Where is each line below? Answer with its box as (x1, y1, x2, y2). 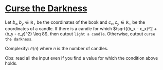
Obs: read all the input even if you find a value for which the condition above (5, 55, 158, 61)
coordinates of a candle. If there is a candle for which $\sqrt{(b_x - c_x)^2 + (5, 25, 157, 32)
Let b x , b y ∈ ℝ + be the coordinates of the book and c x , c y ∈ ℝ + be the (5, 19, 145, 26)
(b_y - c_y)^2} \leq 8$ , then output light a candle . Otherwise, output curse (5, 31, 156, 36)
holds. (5, 60, 18, 66)
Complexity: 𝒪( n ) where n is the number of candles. (5, 45, 109, 51)
